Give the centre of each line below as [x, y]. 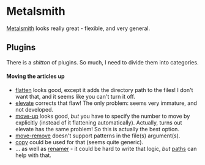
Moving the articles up [36, 76]
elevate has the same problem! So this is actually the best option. [97, 129]
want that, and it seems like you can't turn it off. [75, 96]
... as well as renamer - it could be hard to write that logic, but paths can [106, 148]
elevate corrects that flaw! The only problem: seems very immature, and [106, 103]
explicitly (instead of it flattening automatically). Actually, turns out [99, 122]
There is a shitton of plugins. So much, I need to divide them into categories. [102, 62]
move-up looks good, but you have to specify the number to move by [102, 116]
